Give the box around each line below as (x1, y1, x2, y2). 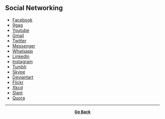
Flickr (12, 79, 24, 85)
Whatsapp (12, 48, 33, 54)
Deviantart (12, 74, 33, 80)
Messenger (12, 43, 35, 48)
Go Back (74, 109, 91, 115)
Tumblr (12, 64, 27, 70)
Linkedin (12, 53, 30, 59)
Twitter (12, 38, 27, 44)
